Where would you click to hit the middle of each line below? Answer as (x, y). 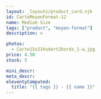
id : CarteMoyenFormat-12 (36, 17)
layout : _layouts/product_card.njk (49, 11)
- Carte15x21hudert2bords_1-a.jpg (53, 49)
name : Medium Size (28, 22)
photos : (15, 44)
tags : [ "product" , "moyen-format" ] (49, 28)
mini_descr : (20, 71)
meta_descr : (20, 76)
